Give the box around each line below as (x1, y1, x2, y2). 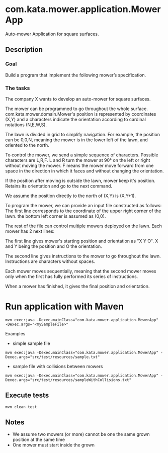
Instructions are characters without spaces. (5, 258, 96, 264)
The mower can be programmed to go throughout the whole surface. (5, 106, 148, 112)
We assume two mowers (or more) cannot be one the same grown (12, 431, 150, 437)
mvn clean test (5, 404, 37, 409)
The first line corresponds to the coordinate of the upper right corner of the (5, 208, 161, 214)
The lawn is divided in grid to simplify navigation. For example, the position (5, 131, 160, 137)
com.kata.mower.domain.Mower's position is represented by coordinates (5, 111, 156, 117)
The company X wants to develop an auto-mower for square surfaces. (5, 96, 151, 102)
